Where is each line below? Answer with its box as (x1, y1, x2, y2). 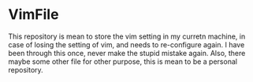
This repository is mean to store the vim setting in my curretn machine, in (8, 32, 246, 41)
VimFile (8, 6, 59, 24)
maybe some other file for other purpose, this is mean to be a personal (8, 57, 238, 66)
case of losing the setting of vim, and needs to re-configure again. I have (8, 39, 245, 49)
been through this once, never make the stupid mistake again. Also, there (8, 48, 246, 58)
